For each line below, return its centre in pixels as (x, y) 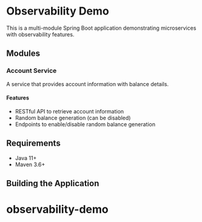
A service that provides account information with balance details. (87, 84)
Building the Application (53, 183)
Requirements (33, 143)
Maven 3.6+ (30, 164)
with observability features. (40, 34)
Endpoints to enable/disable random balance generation (85, 124)
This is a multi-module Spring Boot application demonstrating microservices (101, 28)
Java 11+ (26, 158)
